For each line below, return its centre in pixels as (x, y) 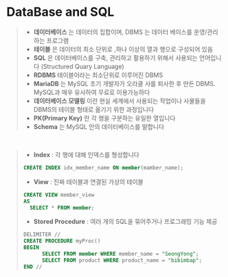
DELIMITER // (42, 235)
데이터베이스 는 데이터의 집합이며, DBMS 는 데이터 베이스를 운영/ (120, 32)
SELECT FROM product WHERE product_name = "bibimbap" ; (122, 260)
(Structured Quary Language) (82, 66)
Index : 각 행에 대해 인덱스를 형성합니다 (87, 154)
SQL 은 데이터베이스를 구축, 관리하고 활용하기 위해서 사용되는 (116, 58)
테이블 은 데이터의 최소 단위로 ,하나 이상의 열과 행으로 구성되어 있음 (123, 49)
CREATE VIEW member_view (59, 195)
